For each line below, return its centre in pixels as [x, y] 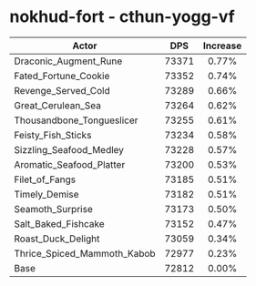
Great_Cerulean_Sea [58, 105]
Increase [223, 46]
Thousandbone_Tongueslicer [76, 120]
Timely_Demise [46, 194]
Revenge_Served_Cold [62, 90]
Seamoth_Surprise [53, 209]
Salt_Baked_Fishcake [59, 223]
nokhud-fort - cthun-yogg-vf [122, 17]
